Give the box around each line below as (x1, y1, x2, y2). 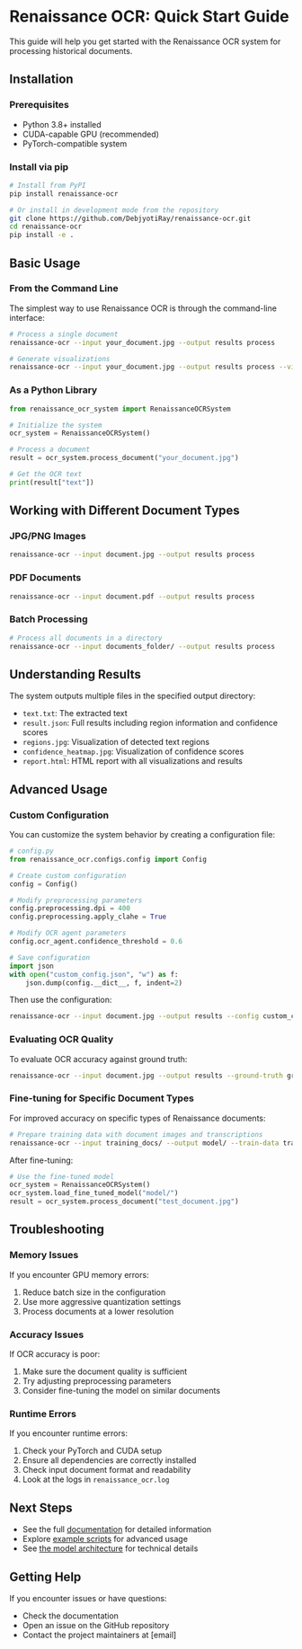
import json (9, 962, 54, 971)
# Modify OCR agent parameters (9, 928, 127, 938)
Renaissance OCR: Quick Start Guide (9, 6, 289, 27)
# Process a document (9, 445, 91, 455)
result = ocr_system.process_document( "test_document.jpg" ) (9, 1197, 240, 1206)
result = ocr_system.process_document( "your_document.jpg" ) (9, 454, 240, 463)
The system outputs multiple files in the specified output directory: (9, 690, 256, 702)
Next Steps (9, 1500, 73, 1515)
